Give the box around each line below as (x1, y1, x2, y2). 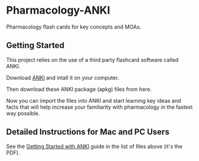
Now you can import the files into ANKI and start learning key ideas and (6, 97, 181, 104)
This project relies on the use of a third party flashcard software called (6, 56, 179, 63)
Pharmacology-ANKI (6, 4, 110, 17)
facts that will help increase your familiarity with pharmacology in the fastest (6, 103, 193, 111)
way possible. (6, 109, 40, 116)
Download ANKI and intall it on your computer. (6, 74, 119, 81)
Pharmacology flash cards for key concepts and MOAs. (6, 23, 141, 30)
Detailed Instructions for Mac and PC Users (6, 127, 170, 137)
